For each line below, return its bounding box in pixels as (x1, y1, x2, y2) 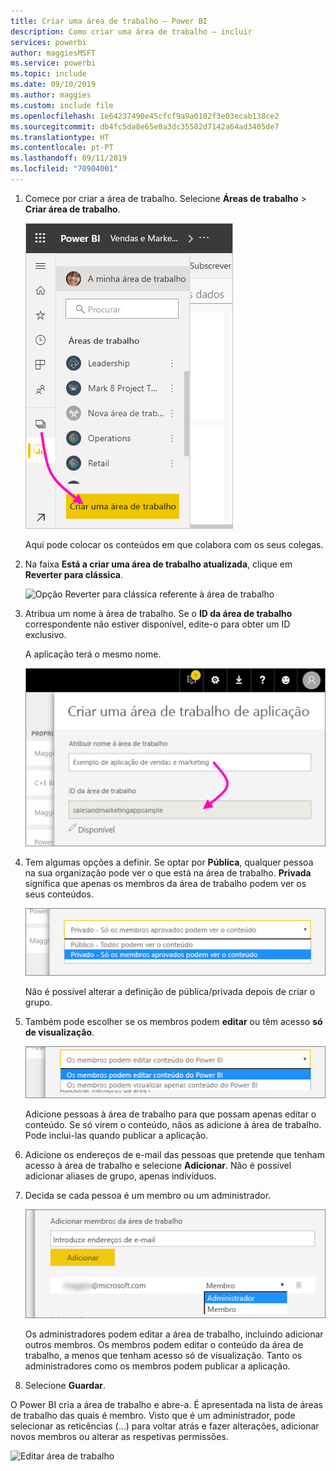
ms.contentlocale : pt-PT (10, 143, 114, 153)
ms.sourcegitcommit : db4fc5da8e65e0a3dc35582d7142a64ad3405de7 (10, 121, 280, 132)
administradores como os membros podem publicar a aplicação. (24, 1360, 291, 1372)
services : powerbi (10, 37, 87, 47)
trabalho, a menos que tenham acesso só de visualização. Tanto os (24, 1350, 303, 1362)
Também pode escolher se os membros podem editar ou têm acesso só (24, 1016, 323, 1028)
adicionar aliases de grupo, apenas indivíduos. (24, 1170, 217, 1182)
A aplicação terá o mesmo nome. (24, 648, 162, 660)
